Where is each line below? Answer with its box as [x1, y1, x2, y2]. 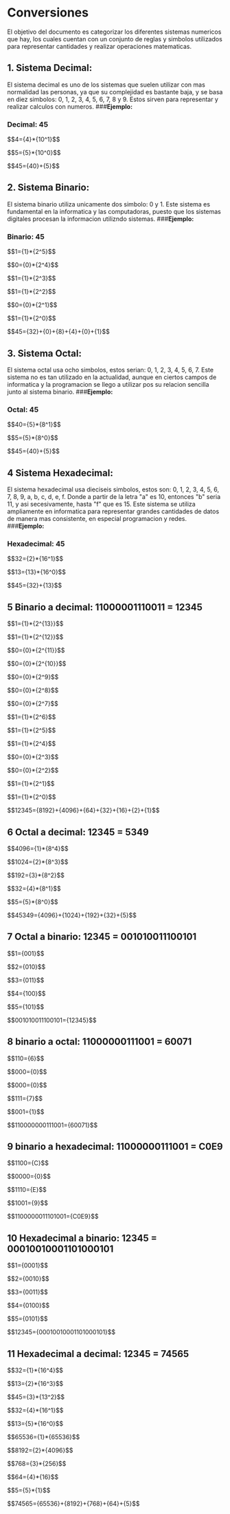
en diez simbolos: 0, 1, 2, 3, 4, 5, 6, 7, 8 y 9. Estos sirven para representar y [7, 95, 218, 103]
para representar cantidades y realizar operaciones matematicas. [7, 42, 192, 50]
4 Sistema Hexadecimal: [7, 467, 113, 479]
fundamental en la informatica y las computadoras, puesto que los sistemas [7, 207, 221, 215]
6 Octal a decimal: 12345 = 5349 [7, 826, 149, 838]
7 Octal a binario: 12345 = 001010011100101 [7, 931, 197, 943]
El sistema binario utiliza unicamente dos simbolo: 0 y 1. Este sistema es [7, 200, 211, 208]
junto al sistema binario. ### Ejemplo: [7, 387, 113, 396]
